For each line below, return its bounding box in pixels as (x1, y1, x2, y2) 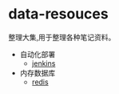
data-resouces (8, 5, 109, 23)
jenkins (31, 58, 56, 68)
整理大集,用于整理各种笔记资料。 (8, 32, 116, 42)
